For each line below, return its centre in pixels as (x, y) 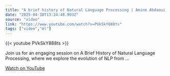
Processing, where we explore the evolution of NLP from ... (67, 58)
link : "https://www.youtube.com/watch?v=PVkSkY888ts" (64, 24)
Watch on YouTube (25, 68)
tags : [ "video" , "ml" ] (28, 29)
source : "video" (22, 19)
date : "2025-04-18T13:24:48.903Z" (42, 15)
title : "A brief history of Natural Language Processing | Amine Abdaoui (86, 10)
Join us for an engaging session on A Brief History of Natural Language (80, 53)
